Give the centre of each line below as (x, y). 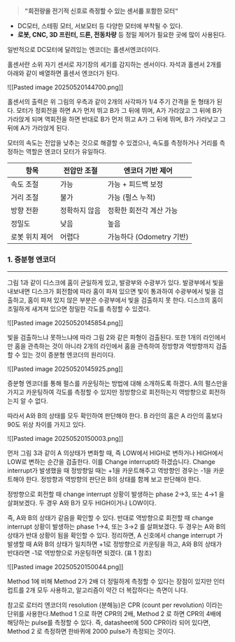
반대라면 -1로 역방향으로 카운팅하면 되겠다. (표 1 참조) (80, 553)
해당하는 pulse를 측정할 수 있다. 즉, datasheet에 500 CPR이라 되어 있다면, (109, 622)
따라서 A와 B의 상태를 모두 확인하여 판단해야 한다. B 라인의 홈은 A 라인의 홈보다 (115, 416)
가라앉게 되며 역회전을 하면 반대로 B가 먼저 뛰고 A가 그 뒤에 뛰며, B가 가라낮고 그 (116, 119)
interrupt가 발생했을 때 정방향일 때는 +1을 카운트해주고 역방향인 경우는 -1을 (109, 471)
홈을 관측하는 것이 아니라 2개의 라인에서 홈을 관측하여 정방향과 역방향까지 (114, 346)
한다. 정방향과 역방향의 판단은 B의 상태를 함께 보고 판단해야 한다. (113, 479)
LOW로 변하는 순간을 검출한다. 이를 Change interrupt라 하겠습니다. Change (111, 462)
